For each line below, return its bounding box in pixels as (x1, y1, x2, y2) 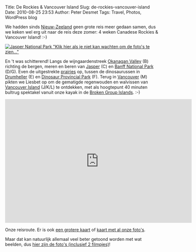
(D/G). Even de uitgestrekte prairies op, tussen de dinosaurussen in (5, 69, 140, 75)
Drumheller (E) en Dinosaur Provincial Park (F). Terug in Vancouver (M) (5, 74, 148, 79)
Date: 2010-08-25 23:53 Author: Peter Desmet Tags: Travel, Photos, (5, 9, 142, 15)
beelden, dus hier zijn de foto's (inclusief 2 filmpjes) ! (5, 241, 111, 247)
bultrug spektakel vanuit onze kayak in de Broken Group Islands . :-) (5, 90, 140, 95)
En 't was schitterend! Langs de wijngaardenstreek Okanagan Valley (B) (5, 58, 149, 64)
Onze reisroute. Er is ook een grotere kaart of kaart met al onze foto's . (5, 227, 146, 233)
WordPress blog (5, 15, 38, 20)
